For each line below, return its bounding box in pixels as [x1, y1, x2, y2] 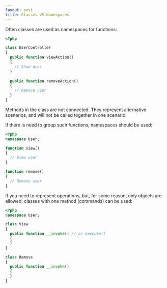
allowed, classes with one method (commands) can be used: [5, 198, 133, 204]
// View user [10, 155, 38, 161]
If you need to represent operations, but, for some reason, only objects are [5, 192, 162, 199]
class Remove [5, 254, 33, 260]
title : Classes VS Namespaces [5, 12, 70, 17]
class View [5, 222, 29, 227]
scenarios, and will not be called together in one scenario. [5, 112, 127, 118]
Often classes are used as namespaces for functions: [5, 26, 117, 32]
